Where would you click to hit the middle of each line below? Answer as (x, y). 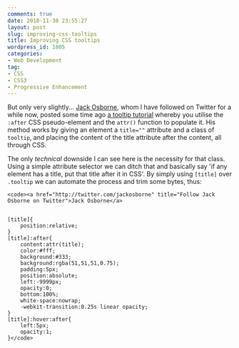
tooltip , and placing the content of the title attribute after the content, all (115, 138)
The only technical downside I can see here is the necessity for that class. (116, 159)
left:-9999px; (41, 282)
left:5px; (35, 326)
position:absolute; (49, 276)
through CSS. (27, 145)
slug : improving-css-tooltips (52, 34)
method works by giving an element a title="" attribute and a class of (111, 130)
